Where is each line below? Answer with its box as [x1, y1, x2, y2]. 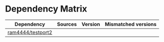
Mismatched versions [105, 21, 157, 28]
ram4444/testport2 [7, 29, 52, 36]
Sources [57, 21, 77, 28]
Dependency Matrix [5, 3, 87, 14]
